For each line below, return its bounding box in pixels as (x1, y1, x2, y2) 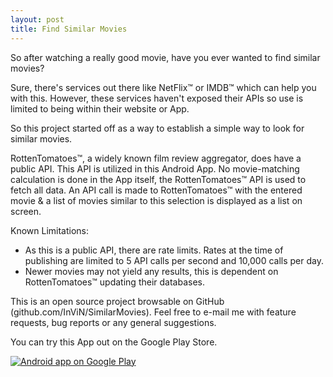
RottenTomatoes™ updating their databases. (24, 276, 205, 288)
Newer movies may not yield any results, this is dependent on (24, 265, 279, 277)
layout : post (10, 14, 65, 25)
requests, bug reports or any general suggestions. (10, 316, 217, 328)
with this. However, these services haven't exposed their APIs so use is (10, 92, 304, 104)
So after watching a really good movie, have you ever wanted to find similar (10, 51, 321, 63)
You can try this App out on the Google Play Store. (10, 336, 218, 348)
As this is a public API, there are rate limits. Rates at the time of (24, 244, 284, 256)
